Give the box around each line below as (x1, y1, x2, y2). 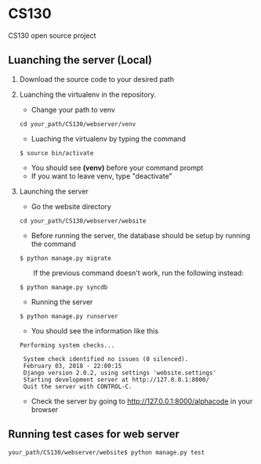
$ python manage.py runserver (19, 312, 119, 320)
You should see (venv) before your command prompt (31, 163, 204, 172)
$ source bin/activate (19, 149, 94, 157)
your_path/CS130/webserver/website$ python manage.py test (8, 448, 205, 456)
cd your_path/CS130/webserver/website (19, 217, 147, 225)
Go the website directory (31, 201, 111, 211)
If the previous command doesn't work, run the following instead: (33, 268, 245, 278)
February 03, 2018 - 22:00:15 (23, 362, 122, 370)
